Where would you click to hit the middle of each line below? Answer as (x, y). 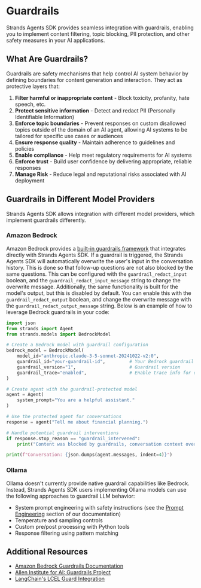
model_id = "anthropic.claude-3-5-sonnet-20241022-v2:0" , (88, 356)
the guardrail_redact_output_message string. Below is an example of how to (99, 306)
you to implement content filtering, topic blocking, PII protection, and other (98, 33)
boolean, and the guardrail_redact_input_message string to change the (93, 280)
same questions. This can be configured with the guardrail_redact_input (97, 274)
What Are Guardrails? (47, 59)
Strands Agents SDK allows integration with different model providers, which (100, 214)
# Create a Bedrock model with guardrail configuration (77, 345)
